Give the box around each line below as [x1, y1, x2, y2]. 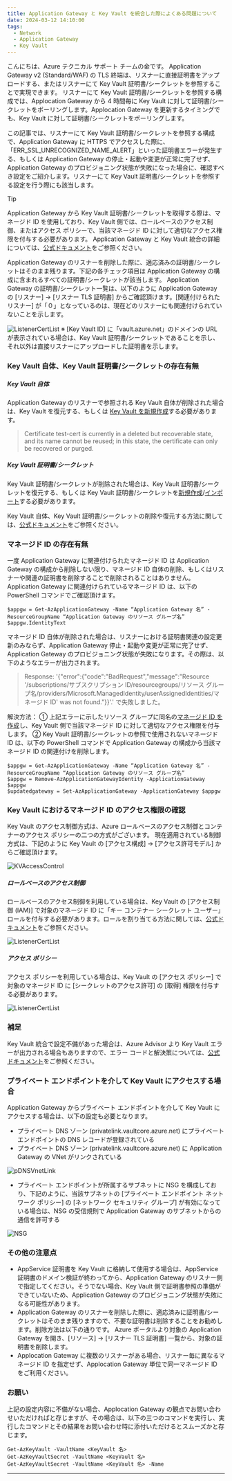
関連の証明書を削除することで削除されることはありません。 [25, 574, 195, 582]
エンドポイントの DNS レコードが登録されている [17, 1135, 155, 1143]
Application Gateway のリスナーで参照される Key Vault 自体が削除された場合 [7, 398, 224, 406]
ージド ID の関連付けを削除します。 [12, 747, 113, 755]
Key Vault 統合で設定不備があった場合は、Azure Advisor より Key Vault [7, 1039, 209, 1048]
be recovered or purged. [23, 444, 95, 452]
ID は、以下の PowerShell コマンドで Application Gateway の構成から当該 [7, 739, 215, 747]
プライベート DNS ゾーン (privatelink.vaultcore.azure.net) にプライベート [17, 1127, 224, 1135]
